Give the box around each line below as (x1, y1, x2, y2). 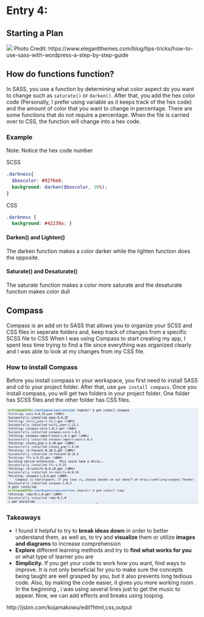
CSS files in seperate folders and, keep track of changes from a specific (6, 328, 187, 336)
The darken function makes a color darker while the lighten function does (6, 247, 191, 254)
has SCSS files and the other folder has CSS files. (6, 396, 131, 403)
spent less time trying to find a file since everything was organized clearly (6, 341, 192, 348)
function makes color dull (6, 287, 70, 295)
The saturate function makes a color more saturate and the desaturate (6, 281, 183, 289)
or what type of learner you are (15, 553, 94, 560)
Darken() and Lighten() (6, 233, 65, 241)
